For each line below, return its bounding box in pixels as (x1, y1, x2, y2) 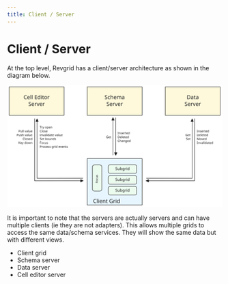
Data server (16, 263, 51, 271)
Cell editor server (16, 270, 66, 279)
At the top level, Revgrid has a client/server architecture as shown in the (7, 63, 210, 72)
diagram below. (7, 71, 51, 79)
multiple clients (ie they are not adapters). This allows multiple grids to (7, 221, 205, 229)
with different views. (7, 236, 65, 244)
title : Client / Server (7, 11, 75, 18)
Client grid (16, 248, 46, 257)
